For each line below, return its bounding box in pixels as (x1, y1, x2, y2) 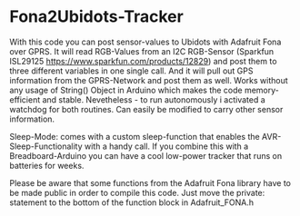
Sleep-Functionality (9, 141, 84, 152)
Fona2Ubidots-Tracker (9, 6, 184, 27)
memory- (244, 84, 279, 95)
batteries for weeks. (9, 160, 85, 171)
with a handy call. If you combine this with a (84, 141, 249, 152)
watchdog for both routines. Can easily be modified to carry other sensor (9, 103, 284, 114)
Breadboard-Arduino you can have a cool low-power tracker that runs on (9, 150, 283, 161)
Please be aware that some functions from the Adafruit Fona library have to (9, 177, 291, 188)
